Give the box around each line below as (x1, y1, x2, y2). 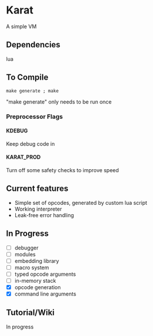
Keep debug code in (6, 140, 55, 147)
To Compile (6, 73, 49, 83)
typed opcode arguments (14, 270, 76, 277)
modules (14, 251, 36, 258)
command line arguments (14, 290, 76, 297)
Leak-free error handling (14, 211, 74, 218)
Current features (6, 184, 69, 194)
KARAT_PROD (6, 153, 41, 161)
